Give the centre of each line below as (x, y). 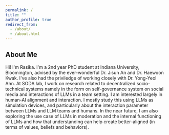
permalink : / (19, 10)
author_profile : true (28, 20)
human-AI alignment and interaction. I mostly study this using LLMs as (79, 100)
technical (15, 89)
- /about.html (25, 34)
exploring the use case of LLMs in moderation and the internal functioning (83, 116)
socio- (143, 83)
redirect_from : (22, 24)
